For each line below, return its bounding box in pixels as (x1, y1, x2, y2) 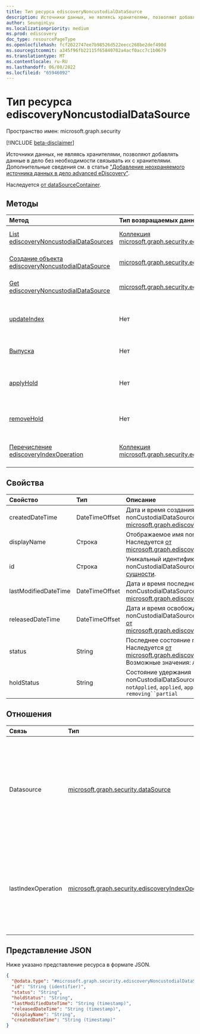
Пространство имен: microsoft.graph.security (6, 127, 121, 135)
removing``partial (126, 690, 178, 697)
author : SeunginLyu (6, 20, 55, 26)
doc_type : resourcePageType (6, 36, 76, 42)
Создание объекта (9, 254, 64, 263)
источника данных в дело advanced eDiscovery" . (6, 170, 130, 177)
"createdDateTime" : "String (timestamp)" (11, 1017, 116, 1023)
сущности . (126, 569, 157, 578)
